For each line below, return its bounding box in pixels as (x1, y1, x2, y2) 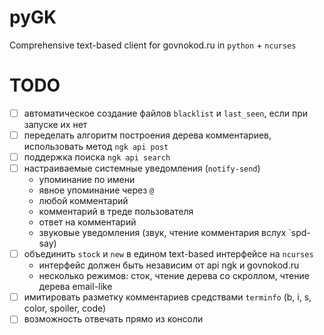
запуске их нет (23, 118, 88, 130)
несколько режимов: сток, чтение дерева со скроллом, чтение (38, 270, 310, 282)
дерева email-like (38, 281, 113, 293)
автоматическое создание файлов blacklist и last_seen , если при (23, 107, 308, 119)
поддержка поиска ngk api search (23, 151, 171, 163)
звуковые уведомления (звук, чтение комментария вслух (38, 227, 287, 239)
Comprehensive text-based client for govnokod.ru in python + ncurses (9, 39, 297, 51)
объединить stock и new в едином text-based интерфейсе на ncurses (23, 248, 314, 260)
